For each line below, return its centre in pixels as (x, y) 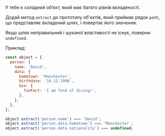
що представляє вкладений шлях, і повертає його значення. (71, 23)
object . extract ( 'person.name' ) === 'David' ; (53, 119)
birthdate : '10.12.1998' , (46, 81)
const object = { (24, 57)
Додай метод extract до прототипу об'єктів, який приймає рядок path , (82, 17)
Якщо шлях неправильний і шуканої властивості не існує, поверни (78, 32)
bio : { (26, 86)
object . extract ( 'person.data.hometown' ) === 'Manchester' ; (69, 124)
